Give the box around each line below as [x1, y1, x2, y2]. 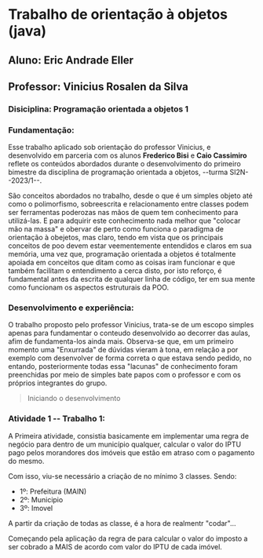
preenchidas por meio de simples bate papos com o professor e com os [8, 370, 241, 380]
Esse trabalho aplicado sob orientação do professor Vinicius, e [8, 143, 211, 152]
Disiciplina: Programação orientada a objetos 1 [8, 104, 189, 115]
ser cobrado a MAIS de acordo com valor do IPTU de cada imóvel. [8, 542, 222, 551]
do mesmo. [8, 456, 45, 465]
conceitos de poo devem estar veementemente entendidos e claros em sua [8, 241, 253, 250]
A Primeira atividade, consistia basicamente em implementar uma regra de [8, 431, 250, 440]
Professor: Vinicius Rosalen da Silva [8, 80, 188, 93]
